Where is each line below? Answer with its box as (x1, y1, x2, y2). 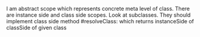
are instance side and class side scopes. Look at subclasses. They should (6, 11, 191, 18)
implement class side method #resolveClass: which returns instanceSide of (6, 18, 194, 24)
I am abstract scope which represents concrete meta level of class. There (6, 5, 190, 12)
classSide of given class (6, 24, 67, 31)
